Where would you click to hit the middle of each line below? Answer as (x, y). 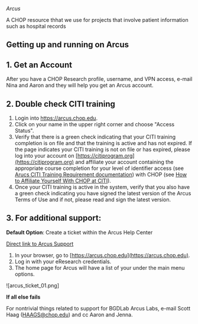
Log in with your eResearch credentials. (63, 261)
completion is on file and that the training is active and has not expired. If (103, 143)
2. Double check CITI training (61, 104)
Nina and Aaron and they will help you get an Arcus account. (80, 86)
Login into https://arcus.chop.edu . (56, 118)
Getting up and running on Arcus (67, 45)
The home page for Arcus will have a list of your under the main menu (100, 267)
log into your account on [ (46, 156)
